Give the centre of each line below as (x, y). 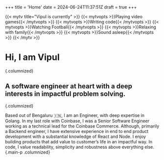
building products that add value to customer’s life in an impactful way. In (79, 141)
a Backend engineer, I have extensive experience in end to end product (77, 131)
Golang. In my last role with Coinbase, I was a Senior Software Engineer (77, 121)
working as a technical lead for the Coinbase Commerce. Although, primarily (82, 126)
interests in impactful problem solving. (65, 94)
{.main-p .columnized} (28, 152)
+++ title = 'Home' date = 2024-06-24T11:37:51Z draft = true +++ (71, 7)
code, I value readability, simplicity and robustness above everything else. (80, 147)
